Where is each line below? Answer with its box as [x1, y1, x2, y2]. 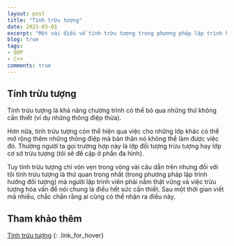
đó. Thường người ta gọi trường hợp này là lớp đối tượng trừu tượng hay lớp [7, 142, 221, 151]
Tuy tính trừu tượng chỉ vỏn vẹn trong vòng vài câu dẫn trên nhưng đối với [7, 163, 219, 171]
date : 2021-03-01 [7, 23, 58, 30]
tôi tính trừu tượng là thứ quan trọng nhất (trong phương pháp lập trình [7, 170, 208, 178]
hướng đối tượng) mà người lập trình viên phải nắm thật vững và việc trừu [7, 178, 217, 186]
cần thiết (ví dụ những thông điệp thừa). [7, 114, 122, 122]
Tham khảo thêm [7, 213, 82, 224]
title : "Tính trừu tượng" [7, 17, 82, 24]
